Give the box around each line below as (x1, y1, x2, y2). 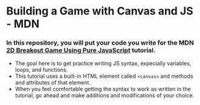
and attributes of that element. (15, 79, 91, 86)
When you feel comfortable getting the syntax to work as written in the (15, 86, 192, 93)
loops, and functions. (15, 66, 68, 74)
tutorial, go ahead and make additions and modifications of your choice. (15, 92, 195, 99)
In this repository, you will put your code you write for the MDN (6, 39, 195, 47)
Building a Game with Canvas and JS (6, 4, 193, 18)
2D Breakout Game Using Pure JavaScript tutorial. (6, 46, 156, 55)
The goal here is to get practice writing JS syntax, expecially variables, (15, 60, 192, 67)
